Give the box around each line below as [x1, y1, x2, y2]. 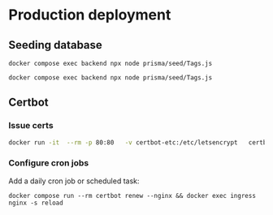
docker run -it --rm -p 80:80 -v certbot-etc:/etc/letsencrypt [8, 138, 238, 147]
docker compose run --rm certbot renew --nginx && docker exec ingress [8, 191, 256, 200]
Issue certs [8, 120, 54, 131]
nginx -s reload [8, 199, 63, 207]
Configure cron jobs [8, 157, 89, 169]
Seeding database [8, 38, 103, 52]
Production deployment [8, 6, 171, 24]
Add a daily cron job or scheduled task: [8, 176, 140, 186]
